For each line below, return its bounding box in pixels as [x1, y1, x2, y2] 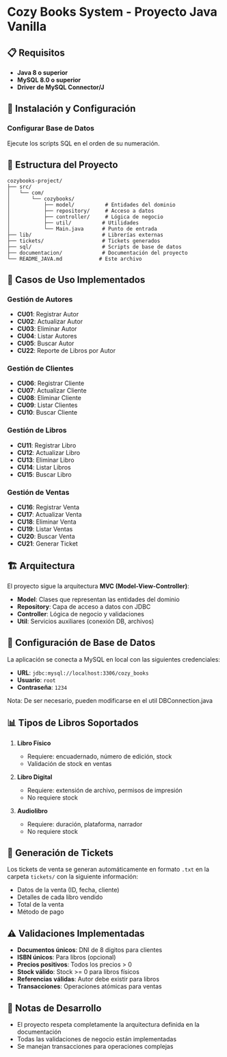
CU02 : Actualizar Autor [16, 317, 83, 326]
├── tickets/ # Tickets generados [7, 237, 161, 244]
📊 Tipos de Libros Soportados [7, 717, 139, 729]
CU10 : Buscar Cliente [16, 408, 77, 417]
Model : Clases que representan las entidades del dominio [16, 595, 180, 603]
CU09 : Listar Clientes [16, 401, 78, 409]
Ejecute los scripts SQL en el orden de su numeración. [7, 139, 160, 148]
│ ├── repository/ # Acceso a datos [7, 207, 155, 214]
